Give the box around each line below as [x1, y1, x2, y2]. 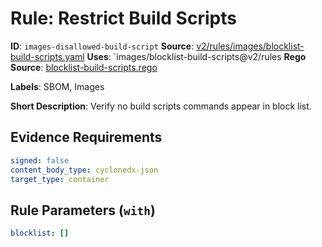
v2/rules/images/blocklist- [196, 40, 305, 52]
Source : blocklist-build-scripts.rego [10, 61, 158, 73]
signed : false [10, 155, 70, 166]
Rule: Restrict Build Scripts [10, 7, 237, 30]
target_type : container [10, 174, 110, 184]
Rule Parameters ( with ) [10, 202, 156, 219]
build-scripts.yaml [10, 50, 85, 62]
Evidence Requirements [10, 129, 163, 146]
